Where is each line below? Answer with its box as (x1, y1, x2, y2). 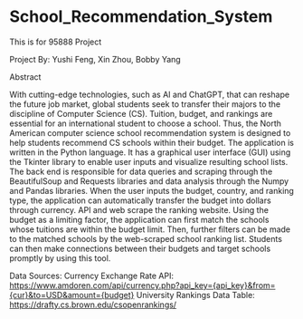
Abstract (9, 71, 42, 82)
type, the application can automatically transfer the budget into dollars (9, 195, 271, 206)
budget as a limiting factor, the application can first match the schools (9, 214, 270, 225)
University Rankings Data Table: (136, 289, 255, 300)
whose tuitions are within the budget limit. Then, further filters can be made (9, 224, 291, 235)
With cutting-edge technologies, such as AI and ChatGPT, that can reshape (9, 89, 290, 100)
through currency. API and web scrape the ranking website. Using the (9, 204, 270, 215)
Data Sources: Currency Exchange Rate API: (9, 270, 175, 281)
